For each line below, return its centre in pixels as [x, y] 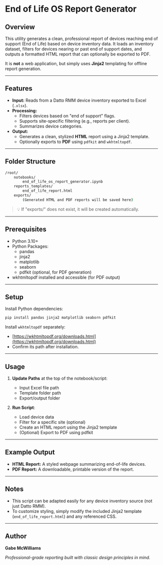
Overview [20, 27]
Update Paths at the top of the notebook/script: [60, 379]
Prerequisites [26, 229]
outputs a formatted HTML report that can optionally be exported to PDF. [78, 54]
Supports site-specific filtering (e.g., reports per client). [74, 121]
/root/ [12, 173]
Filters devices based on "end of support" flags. [67, 116]
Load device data [37, 417]
